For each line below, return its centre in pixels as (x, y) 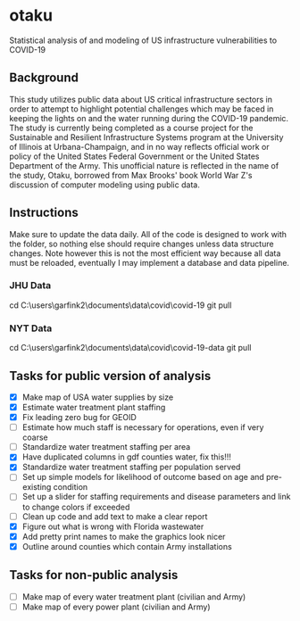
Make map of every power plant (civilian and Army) (117, 607)
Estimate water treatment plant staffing (94, 408)
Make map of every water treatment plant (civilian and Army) (134, 596)
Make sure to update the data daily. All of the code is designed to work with (148, 234)
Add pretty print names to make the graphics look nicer (124, 536)
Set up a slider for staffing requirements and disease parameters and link (156, 497)
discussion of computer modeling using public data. (105, 185)
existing (37, 487)
